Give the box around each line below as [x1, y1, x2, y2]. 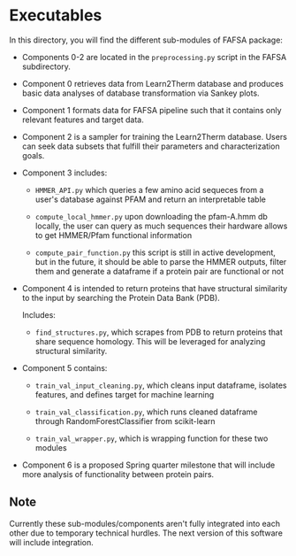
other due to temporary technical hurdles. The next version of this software [9, 528, 283, 538]
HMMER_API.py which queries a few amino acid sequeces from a [34, 184, 264, 195]
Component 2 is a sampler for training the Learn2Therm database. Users [21, 131, 287, 142]
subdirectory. [21, 61, 71, 72]
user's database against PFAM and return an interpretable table [34, 194, 267, 205]
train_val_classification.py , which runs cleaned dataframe [34, 406, 258, 417]
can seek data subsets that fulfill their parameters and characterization [21, 141, 280, 151]
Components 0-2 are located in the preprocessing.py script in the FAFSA [21, 51, 287, 62]
